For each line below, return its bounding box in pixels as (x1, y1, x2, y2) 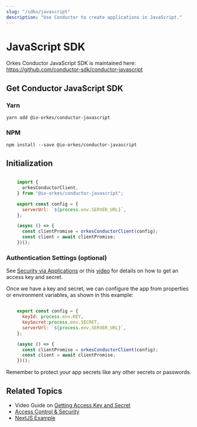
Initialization (6, 158, 54, 168)
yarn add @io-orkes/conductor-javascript (6, 115, 111, 121)
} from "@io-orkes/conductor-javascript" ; (17, 190, 124, 196)
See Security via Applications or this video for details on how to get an (6, 267, 179, 274)
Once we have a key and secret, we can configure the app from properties (6, 285, 189, 292)
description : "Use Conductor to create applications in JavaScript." (6, 14, 183, 20)
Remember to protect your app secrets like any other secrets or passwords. (6, 369, 192, 376)
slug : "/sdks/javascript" (6, 8, 70, 15)
